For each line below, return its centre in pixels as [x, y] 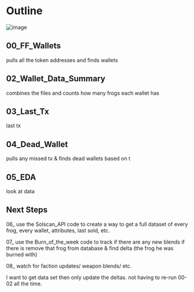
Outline [24, 11]
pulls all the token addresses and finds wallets [62, 60]
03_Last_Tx [28, 111]
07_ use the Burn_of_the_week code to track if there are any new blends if [96, 242]
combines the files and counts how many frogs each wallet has [83, 93]
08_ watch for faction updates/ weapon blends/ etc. [69, 266]
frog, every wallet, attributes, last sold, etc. [58, 230]
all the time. [28, 283]
